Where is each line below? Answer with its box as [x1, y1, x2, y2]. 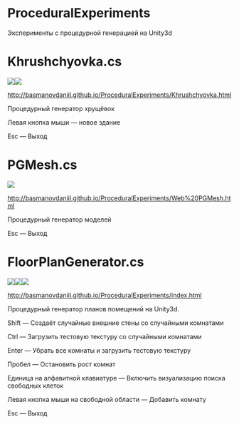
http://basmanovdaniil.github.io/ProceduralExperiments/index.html [7, 291, 203, 299]
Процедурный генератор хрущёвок [7, 104, 115, 113]
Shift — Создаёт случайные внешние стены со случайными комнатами [7, 319, 224, 327]
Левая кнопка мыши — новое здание [7, 118, 121, 126]
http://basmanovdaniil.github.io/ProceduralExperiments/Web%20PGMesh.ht [7, 194, 231, 202]
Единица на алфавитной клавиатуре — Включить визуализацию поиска [7, 373, 225, 382]
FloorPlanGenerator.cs [7, 254, 144, 270]
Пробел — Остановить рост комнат [7, 360, 116, 368]
